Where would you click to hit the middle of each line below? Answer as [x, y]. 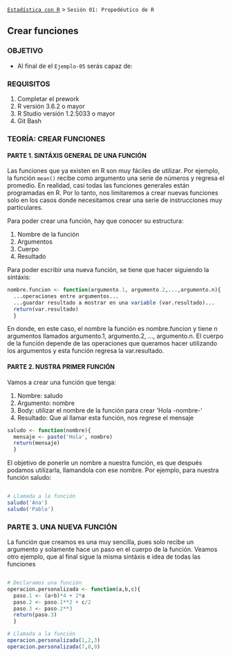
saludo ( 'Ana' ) [28, 503]
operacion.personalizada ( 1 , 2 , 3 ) [54, 640]
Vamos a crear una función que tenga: [62, 382]
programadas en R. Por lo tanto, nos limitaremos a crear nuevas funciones [113, 193]
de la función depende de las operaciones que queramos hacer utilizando [112, 343]
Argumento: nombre [46, 403]
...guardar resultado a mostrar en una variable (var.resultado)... [114, 303]
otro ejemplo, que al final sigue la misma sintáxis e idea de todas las [104, 557]
